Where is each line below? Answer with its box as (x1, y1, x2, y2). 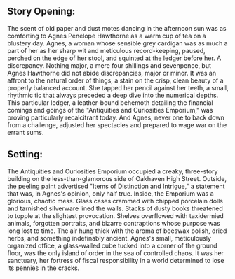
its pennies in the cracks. (7, 264, 80, 272)
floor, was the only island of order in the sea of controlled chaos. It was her (7, 248, 224, 257)
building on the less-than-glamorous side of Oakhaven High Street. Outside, (7, 174, 227, 183)
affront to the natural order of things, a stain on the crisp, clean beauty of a (7, 76, 224, 85)
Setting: (7, 148, 43, 160)
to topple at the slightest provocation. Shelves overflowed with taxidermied (7, 211, 224, 220)
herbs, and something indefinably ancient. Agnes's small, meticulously (7, 234, 212, 242)
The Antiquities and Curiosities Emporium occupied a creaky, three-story (7, 167, 218, 176)
